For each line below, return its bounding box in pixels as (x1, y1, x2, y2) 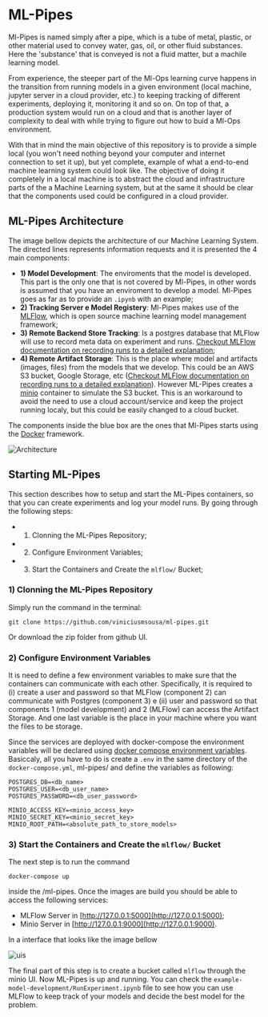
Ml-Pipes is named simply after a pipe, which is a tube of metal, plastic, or (8, 32, 252, 42)
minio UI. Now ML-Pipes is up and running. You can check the (8, 974, 212, 984)
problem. (8, 1000, 38, 1010)
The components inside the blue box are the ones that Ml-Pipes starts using (8, 420, 258, 430)
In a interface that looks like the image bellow (8, 935, 158, 945)
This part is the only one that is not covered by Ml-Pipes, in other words (19, 277, 257, 287)
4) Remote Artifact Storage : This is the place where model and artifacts (19, 353, 258, 363)
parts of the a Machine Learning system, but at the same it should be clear (8, 182, 254, 192)
